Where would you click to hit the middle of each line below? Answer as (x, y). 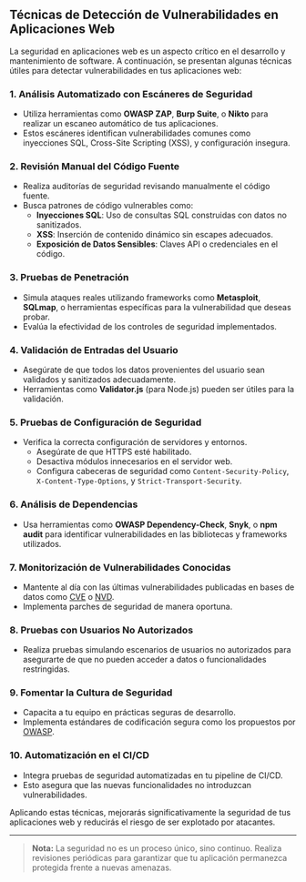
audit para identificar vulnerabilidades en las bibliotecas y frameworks (155, 534)
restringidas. (46, 669)
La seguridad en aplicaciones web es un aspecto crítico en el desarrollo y (148, 51)
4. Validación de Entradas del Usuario (94, 350)
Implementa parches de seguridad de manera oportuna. (127, 606)
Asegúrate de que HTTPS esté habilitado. (114, 452)
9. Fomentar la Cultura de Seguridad (91, 693)
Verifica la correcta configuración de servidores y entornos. (135, 442)
